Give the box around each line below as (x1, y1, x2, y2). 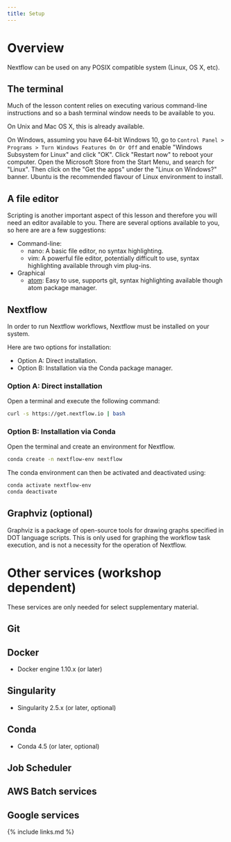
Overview (7, 40, 65, 56)
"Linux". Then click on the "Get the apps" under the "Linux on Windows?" (7, 165, 217, 174)
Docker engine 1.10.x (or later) (17, 665, 103, 673)
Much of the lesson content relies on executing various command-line (7, 101, 207, 110)
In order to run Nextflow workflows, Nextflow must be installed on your (7, 322, 209, 330)
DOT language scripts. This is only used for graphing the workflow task (7, 533, 211, 541)
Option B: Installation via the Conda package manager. (17, 364, 173, 372)
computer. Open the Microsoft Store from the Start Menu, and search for (7, 158, 214, 167)
